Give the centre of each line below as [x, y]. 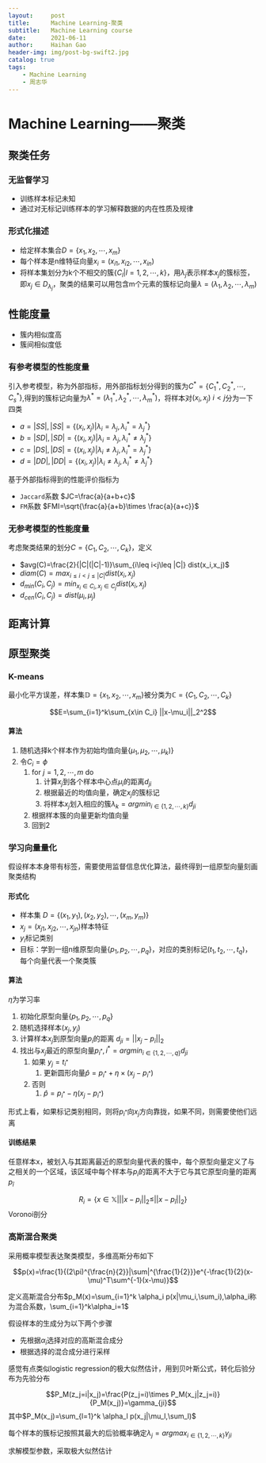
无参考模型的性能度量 [49, 529]
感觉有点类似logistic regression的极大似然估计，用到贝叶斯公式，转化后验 [128, 1368]
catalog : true [32, 60]
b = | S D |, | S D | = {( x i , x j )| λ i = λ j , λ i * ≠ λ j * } [85, 438]
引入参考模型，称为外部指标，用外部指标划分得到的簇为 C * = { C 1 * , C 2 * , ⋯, [127, 387]
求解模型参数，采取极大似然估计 [60, 1451]
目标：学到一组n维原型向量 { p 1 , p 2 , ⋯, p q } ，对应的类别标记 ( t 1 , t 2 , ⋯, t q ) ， [135, 950]
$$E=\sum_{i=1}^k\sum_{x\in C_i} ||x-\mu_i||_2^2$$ [133, 712]
